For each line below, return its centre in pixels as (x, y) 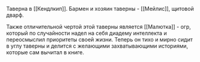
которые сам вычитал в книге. (45, 52)
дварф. (15, 15)
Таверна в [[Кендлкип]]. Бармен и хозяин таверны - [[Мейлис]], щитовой (100, 9)
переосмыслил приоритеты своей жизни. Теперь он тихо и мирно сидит (100, 39)
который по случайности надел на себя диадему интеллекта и (86, 33)
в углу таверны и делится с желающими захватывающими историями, (97, 46)
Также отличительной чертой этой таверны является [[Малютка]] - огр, (98, 27)
